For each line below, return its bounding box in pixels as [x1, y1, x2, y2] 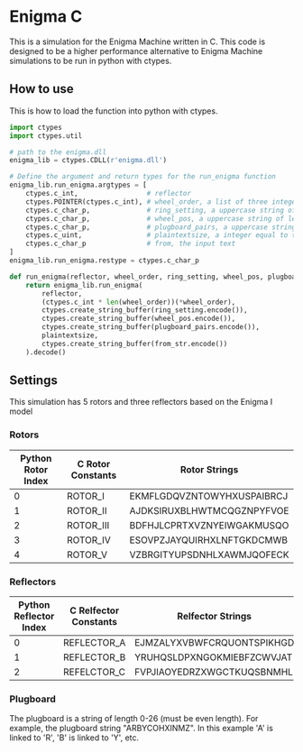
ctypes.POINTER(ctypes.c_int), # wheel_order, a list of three [25, 197, 269, 206]
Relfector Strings [177, 610, 252, 623]
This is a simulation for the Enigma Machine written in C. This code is [9, 36, 266, 47]
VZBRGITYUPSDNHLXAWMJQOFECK [129, 548, 289, 561]
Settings [9, 372, 59, 389]
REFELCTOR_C [62, 665, 126, 678]
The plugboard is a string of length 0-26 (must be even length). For [9, 713, 259, 724]
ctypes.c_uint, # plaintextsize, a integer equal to [25, 231, 289, 240]
